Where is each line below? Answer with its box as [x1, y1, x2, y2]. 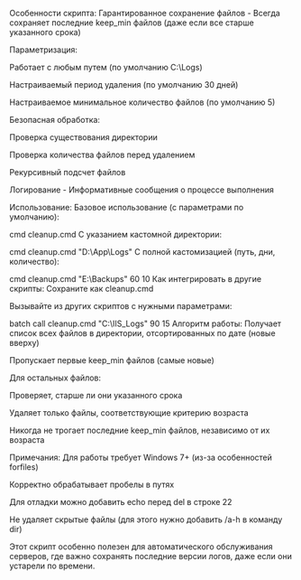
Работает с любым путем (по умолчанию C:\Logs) [9, 62, 203, 72]
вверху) [9, 338, 40, 348]
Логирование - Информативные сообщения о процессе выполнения [9, 184, 275, 195]
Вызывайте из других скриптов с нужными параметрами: [9, 301, 233, 311]
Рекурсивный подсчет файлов [9, 167, 126, 177]
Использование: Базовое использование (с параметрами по [9, 202, 244, 212]
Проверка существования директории [9, 132, 158, 143]
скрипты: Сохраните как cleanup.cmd [9, 284, 154, 294]
